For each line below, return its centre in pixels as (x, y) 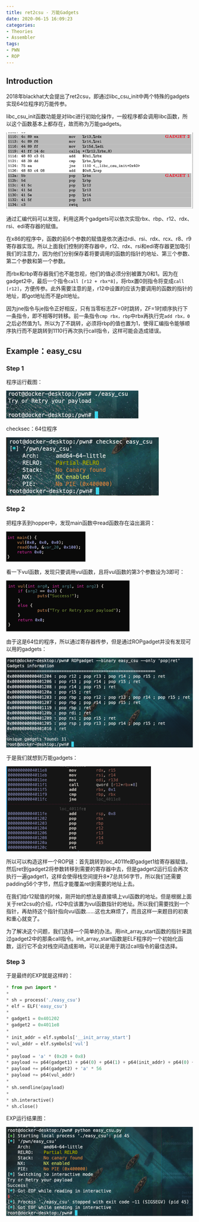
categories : (21, 25)
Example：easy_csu (44, 351)
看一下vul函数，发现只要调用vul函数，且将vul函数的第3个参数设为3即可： (95, 572)
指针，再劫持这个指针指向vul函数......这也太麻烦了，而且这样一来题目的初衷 (97, 911)
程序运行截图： (24, 382)
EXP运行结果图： (27, 1118)
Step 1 (15, 368)
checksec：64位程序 (32, 429)
